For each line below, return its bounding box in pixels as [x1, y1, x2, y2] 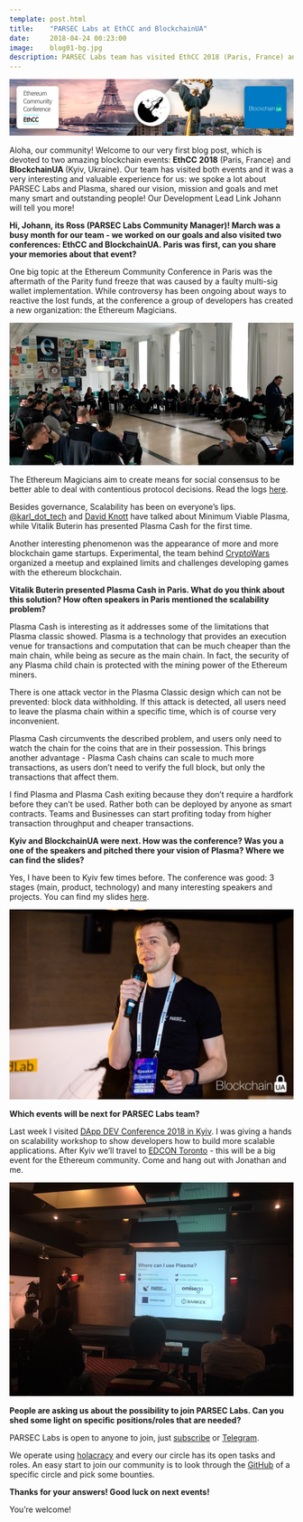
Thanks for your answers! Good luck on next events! [9, 1487, 210, 1498]
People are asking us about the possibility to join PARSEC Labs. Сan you [9, 1405, 284, 1416]
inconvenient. [9, 715, 60, 726]
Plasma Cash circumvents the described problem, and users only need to [9, 733, 282, 743]
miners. [9, 669, 38, 680]
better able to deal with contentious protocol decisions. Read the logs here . [9, 484, 289, 495]
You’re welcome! [9, 1504, 72, 1515]
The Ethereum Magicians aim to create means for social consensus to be [9, 474, 280, 485]
